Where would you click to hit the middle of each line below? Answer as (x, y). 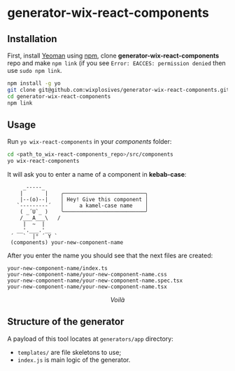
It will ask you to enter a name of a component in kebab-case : (97, 175)
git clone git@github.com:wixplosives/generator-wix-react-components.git (119, 90)
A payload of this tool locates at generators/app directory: (90, 339)
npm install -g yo (34, 83)
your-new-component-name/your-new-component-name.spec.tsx (95, 281)
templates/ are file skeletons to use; (69, 352)
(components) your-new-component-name (67, 243)
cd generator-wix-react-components (59, 96)
